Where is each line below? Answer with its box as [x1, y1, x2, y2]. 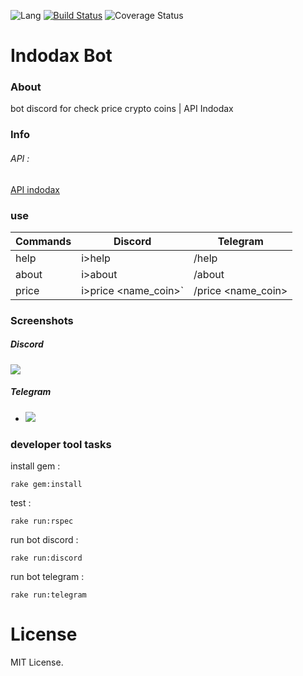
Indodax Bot [10, 45, 113, 67]
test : [10, 497, 32, 509]
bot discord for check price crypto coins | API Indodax [10, 103, 234, 115]
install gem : [10, 460, 61, 472]
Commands [15, 234, 72, 248]
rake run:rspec [10, 516, 74, 527]
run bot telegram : [10, 571, 85, 583]
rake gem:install [10, 480, 83, 490]
